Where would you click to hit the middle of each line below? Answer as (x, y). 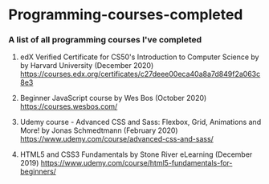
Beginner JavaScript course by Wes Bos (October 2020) (113, 98)
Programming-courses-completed (126, 15)
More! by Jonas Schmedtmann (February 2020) (99, 130)
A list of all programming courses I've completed (105, 40)
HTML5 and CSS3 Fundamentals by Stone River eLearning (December (136, 154)
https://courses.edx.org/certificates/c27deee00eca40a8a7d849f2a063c (140, 74)
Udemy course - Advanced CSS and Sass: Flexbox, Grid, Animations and (141, 122)
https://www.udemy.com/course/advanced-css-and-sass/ (117, 139)
